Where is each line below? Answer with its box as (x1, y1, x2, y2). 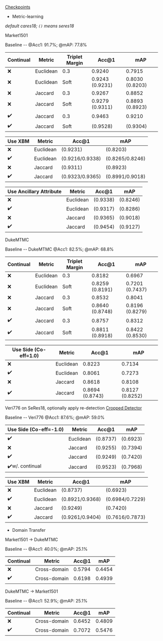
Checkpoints (5, 4, 31, 10)
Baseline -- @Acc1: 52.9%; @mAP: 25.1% (5, 598, 88, 603)
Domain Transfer (12, 527, 46, 533)
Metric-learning (12, 14, 44, 19)
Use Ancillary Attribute (7, 188, 62, 194)
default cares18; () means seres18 (5, 23, 74, 29)
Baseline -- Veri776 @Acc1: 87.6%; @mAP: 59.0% (5, 414, 105, 420)
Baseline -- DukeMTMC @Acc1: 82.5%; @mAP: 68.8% (5, 246, 114, 252)
